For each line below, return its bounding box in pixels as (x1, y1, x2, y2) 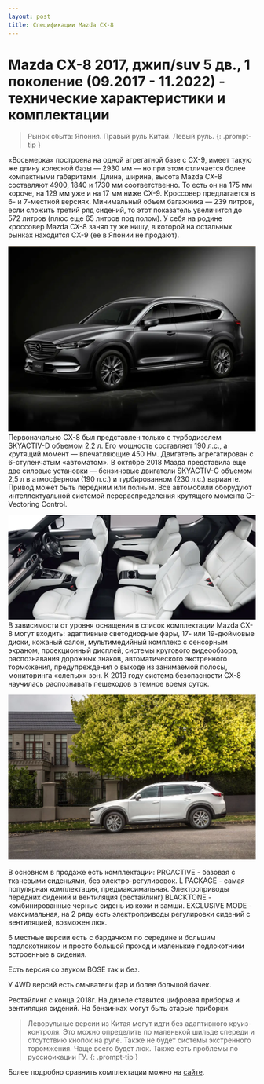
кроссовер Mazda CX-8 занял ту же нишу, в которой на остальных (8, 222, 233, 232)
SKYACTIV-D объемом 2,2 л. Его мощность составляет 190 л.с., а (8, 441, 228, 451)
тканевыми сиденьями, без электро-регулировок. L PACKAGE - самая (8, 876, 245, 885)
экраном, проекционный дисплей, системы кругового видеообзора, (8, 646, 239, 655)
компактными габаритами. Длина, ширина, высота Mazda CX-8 (8, 172, 222, 181)
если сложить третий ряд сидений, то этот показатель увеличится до (8, 205, 243, 215)
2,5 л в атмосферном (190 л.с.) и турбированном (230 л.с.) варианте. (8, 474, 241, 484)
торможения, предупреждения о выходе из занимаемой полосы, (8, 662, 228, 672)
